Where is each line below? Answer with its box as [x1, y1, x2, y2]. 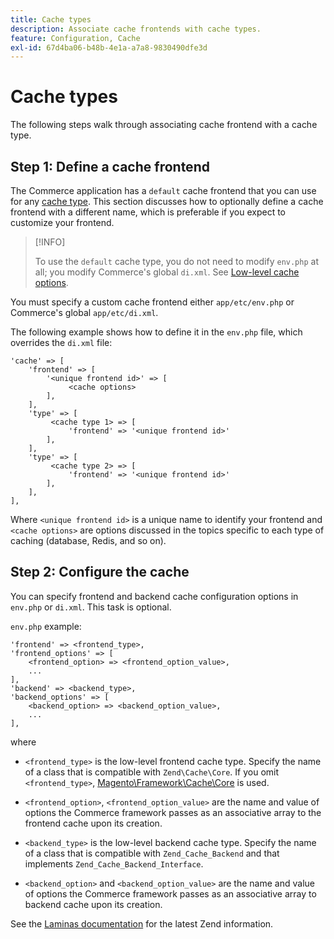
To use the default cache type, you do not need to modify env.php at [34, 256, 319, 267]
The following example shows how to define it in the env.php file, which [10, 326, 303, 338]
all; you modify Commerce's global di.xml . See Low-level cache [34, 266, 300, 278]
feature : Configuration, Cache [10, 33, 141, 43]
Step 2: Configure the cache [10, 564, 190, 581]
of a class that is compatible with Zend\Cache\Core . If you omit [24, 766, 280, 778]
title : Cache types [10, 14, 92, 25]
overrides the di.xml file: [10, 337, 113, 348]
